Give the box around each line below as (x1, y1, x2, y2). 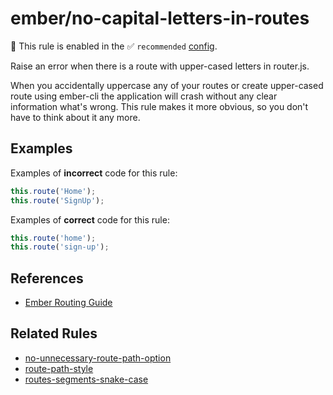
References (10, 270, 84, 287)
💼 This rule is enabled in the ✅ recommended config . (10, 40, 218, 52)
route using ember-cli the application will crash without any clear (10, 90, 278, 102)
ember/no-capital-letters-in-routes (10, 7, 310, 30)
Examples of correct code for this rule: (10, 213, 170, 226)
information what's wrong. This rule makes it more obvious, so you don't (10, 100, 309, 112)
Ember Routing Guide (24, 297, 113, 309)
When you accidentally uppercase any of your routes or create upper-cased (10, 79, 324, 91)
